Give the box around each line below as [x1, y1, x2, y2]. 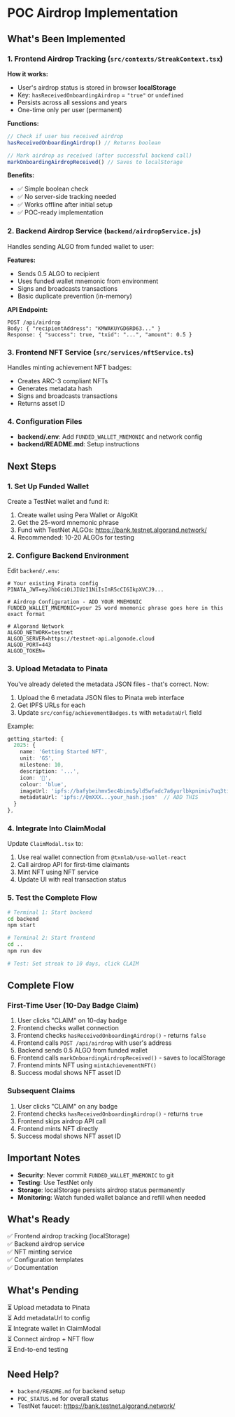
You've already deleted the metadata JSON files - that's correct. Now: [7, 680, 209, 688]
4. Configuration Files [7, 416, 83, 426]
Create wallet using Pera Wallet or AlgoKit [17, 510, 138, 519]
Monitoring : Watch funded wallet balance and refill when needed [17, 1193, 206, 1201]
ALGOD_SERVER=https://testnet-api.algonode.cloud [7, 636, 155, 643]
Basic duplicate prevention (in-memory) [17, 292, 133, 300]
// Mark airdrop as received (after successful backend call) [7, 152, 192, 159]
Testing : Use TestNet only [17, 1178, 93, 1186]
